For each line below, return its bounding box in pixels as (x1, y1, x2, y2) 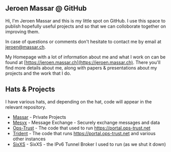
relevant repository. (5, 104, 46, 110)
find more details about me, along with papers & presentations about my (5, 64, 157, 71)
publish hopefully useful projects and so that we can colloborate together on (5, 23, 166, 29)
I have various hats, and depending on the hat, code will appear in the (5, 98, 152, 104)
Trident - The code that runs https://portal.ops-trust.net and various (12, 130, 156, 136)
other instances (12, 136, 46, 142)
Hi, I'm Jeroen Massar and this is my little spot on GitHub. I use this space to (5, 17, 166, 24)
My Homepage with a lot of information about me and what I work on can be (5, 54, 166, 60)
